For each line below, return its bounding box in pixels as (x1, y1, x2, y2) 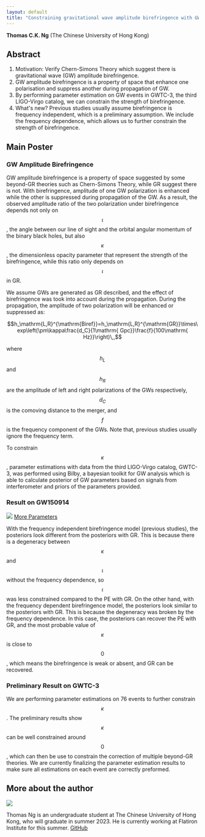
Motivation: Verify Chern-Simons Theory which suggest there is (15, 66, 176, 73)
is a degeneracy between (6, 538, 70, 545)
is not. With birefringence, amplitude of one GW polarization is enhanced (6, 187, 190, 194)
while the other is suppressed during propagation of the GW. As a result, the (6, 193, 198, 201)
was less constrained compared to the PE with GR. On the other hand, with (6, 595, 194, 602)
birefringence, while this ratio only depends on (6, 258, 124, 265)
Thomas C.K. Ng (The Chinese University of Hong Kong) (6, 31, 149, 39)
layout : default (6, 9, 48, 15)
